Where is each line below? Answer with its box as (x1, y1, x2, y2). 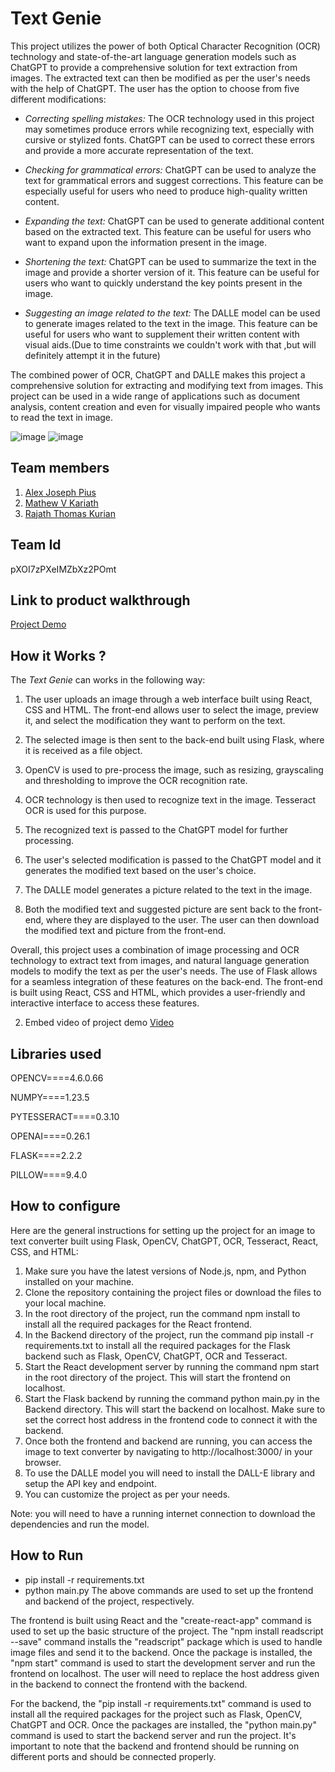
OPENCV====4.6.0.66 (10, 1072, 104, 1084)
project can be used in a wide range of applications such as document (10, 390, 301, 402)
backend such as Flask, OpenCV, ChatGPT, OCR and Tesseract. (24, 1350, 288, 1362)
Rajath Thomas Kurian (24, 507, 116, 519)
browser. (24, 1456, 62, 1468)
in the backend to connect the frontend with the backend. (10, 1678, 248, 1690)
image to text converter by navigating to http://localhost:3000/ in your (24, 1445, 313, 1457)
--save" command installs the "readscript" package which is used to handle (10, 1635, 323, 1647)
